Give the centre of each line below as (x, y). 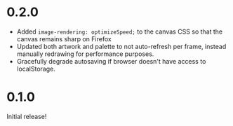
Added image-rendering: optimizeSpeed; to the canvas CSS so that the (120, 31)
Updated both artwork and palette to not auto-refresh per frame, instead (121, 46)
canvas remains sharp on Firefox (64, 38)
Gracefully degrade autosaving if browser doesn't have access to (111, 61)
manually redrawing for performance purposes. (85, 54)
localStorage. (36, 69)
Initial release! (27, 116)
